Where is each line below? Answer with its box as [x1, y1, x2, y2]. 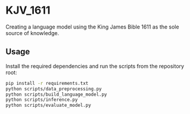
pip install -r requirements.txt [5, 80, 89, 86]
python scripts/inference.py [5, 97, 78, 103]
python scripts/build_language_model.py [5, 91, 108, 97]
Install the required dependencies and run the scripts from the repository [5, 62, 185, 69]
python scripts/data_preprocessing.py [5, 85, 102, 92]
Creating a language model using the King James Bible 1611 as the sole [5, 23, 179, 30]
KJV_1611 [5, 4, 51, 17]
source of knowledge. [5, 29, 60, 36]
